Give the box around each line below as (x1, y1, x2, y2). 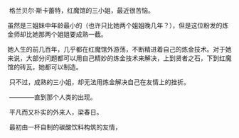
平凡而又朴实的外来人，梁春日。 (9, 108, 103, 116)
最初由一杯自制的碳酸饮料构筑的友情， (9, 123, 122, 131)
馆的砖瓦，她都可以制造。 (7, 63, 83, 71)
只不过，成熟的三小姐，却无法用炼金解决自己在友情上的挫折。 (9, 78, 190, 86)
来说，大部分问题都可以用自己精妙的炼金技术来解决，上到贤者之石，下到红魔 (7, 54, 232, 62)
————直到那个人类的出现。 (9, 93, 97, 101)
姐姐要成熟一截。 (56, 30, 107, 38)
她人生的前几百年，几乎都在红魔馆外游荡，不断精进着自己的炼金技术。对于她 (7, 45, 232, 53)
